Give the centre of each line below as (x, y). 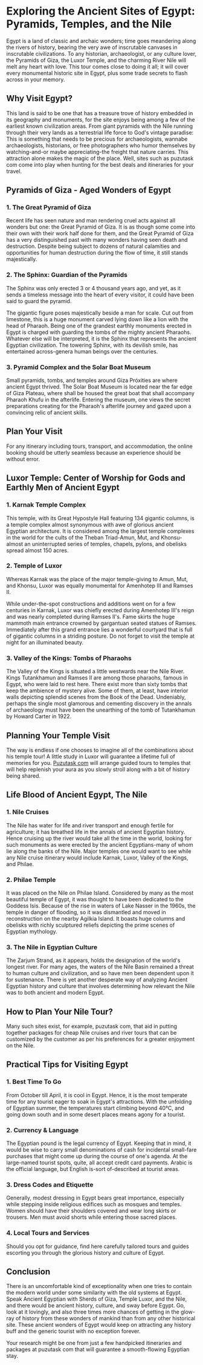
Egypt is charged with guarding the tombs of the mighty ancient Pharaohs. (99, 332)
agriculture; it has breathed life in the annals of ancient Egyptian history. (96, 832)
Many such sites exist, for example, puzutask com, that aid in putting (92, 1026)
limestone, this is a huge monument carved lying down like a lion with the (97, 319)
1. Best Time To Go (34, 1082)
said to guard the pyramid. (39, 301)
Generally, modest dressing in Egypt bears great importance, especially (95, 1198)
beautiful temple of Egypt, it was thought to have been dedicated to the (95, 899)
